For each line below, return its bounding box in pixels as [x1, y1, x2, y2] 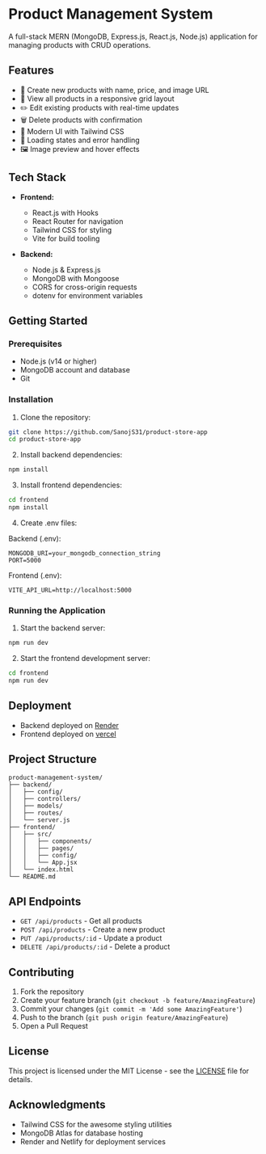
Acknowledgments [8, 1098, 107, 1112]
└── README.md [8, 873, 57, 881]
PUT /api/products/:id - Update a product [19, 933, 163, 943]
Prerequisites [8, 338, 62, 349]
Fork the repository [19, 987, 85, 996]
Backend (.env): [8, 533, 61, 543]
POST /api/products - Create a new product [19, 924, 166, 934]
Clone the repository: [19, 412, 91, 422]
